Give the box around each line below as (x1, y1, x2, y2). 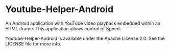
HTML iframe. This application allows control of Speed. (5, 25, 122, 31)
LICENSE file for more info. (5, 40, 62, 46)
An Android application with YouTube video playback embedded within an (5, 20, 161, 26)
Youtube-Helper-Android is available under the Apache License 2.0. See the (5, 35, 165, 41)
